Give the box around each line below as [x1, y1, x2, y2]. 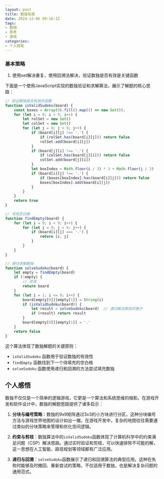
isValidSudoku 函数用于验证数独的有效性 [12, 353, 94, 359]
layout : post [5, 7, 32, 12]
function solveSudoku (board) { [5, 266, 69, 270]
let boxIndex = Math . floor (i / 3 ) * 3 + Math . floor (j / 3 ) [31, 167, 154, 172]
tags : [5, 20, 16, 26]
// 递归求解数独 [5, 261, 34, 266]
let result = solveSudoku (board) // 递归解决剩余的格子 [31, 307, 143, 311]
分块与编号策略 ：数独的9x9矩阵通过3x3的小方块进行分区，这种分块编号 [12, 411, 156, 417]
